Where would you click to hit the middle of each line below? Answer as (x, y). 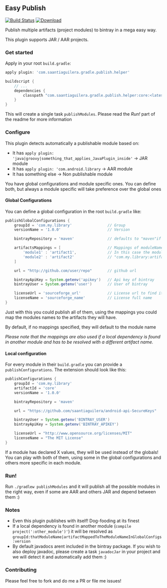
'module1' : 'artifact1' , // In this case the (86, 253)
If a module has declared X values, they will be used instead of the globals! (82, 452)
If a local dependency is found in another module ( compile (72, 526)
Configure (18, 133)
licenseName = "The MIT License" (49, 438)
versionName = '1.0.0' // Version (72, 230)
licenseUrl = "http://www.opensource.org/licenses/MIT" (73, 434)
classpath (33, 95)
